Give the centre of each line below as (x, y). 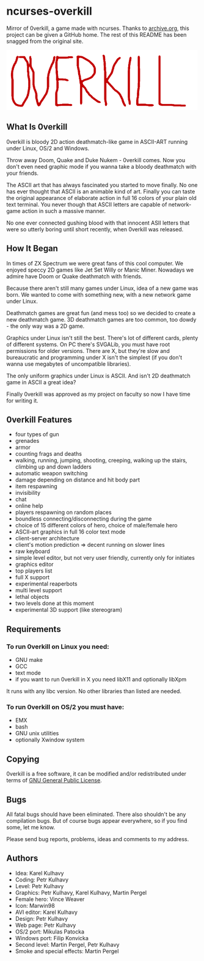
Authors (22, 859)
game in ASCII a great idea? (41, 382)
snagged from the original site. (45, 41)
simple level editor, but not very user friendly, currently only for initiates (105, 558)
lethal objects (32, 597)
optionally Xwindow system (50, 740)
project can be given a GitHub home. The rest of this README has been (97, 34)
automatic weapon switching (51, 473)
